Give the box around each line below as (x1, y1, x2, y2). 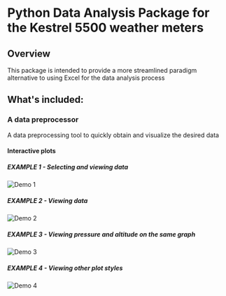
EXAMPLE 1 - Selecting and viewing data (7, 162, 129, 171)
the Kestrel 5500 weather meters (7, 20, 204, 36)
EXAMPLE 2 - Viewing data (7, 196, 88, 204)
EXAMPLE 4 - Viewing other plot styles (7, 264, 123, 272)
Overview (7, 48, 51, 59)
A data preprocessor (7, 115, 79, 125)
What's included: (7, 94, 84, 106)
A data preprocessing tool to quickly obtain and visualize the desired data (7, 131, 219, 139)
